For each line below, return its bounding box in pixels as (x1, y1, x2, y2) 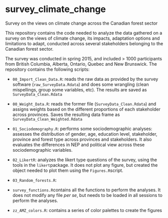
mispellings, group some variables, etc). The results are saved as (12, 86, 147, 92)
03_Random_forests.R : (12, 177, 57, 183)
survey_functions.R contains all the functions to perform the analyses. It (12, 187, 161, 193)
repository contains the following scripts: (5, 66, 90, 72)
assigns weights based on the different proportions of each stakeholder (12, 106, 160, 112)
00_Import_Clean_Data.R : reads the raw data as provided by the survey (12, 76, 158, 82)
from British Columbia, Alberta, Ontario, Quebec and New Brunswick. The (5, 61, 157, 67)
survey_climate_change (5, 4, 106, 15)
